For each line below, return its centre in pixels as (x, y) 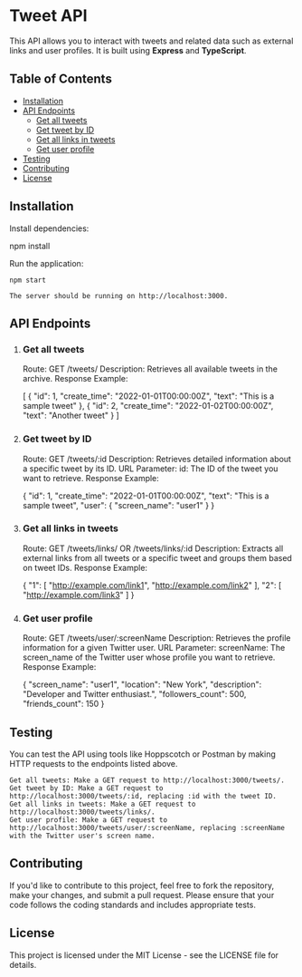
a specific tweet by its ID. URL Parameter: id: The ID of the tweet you (150, 469)
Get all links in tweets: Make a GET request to (103, 804)
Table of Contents (61, 79)
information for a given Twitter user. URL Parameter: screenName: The (154, 648)
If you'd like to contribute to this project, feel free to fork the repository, (142, 885)
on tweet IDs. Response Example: (85, 567)
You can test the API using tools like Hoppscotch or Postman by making (142, 754)
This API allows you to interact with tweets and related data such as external (151, 41)
